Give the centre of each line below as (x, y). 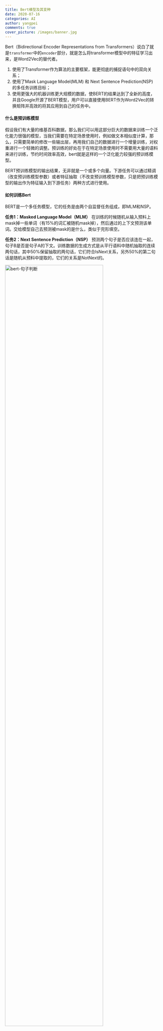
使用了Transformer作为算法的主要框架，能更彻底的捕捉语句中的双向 (80, 69)
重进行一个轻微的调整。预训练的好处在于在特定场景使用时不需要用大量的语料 (81, 148)
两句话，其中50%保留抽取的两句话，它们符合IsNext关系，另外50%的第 (76, 252)
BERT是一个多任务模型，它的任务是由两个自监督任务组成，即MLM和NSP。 (79, 207)
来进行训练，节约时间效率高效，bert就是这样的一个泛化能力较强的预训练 (77, 154)
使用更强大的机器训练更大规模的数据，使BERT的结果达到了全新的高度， (83, 94)
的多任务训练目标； (31, 88)
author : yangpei (21, 23)
